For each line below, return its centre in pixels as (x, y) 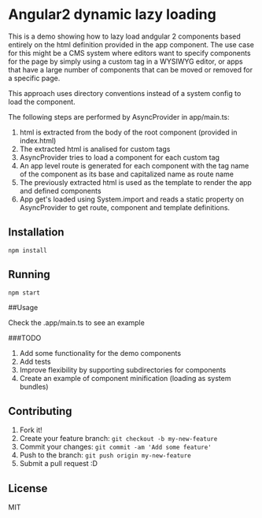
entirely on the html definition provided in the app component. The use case (131, 44)
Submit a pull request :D (59, 464)
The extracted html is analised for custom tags (95, 149)
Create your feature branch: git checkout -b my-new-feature (118, 438)
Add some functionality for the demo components (100, 353)
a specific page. (34, 78)
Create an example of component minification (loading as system (125, 378)
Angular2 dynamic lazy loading (112, 15)
